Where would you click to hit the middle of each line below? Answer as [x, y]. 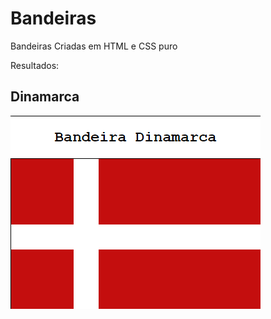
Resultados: [35, 65]
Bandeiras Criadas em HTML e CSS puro [94, 46]
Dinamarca [45, 97]
